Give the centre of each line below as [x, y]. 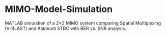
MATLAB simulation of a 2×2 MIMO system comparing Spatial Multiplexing [83, 23]
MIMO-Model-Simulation [59, 9]
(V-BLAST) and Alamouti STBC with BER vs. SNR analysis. [66, 28]
